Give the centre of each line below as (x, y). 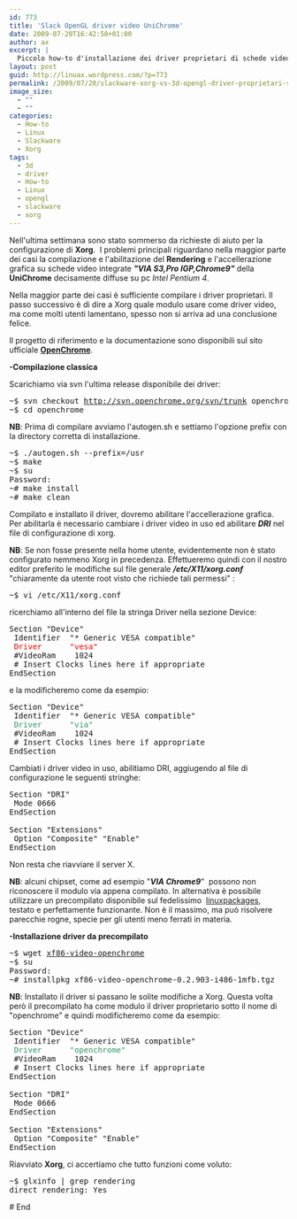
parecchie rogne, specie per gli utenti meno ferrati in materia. (121, 919)
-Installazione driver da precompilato (79, 936)
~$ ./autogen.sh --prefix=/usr (77, 453)
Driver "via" (53, 724)
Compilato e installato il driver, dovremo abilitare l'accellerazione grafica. (141, 513)
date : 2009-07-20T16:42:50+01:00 (71, 34)
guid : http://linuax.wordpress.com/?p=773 (88, 75)
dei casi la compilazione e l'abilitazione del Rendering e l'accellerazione (141, 258)
